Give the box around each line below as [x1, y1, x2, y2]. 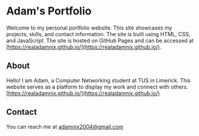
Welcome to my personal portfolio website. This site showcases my [6, 24, 173, 31]
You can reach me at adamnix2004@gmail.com [6, 123, 124, 130]
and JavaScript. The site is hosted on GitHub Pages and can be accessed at [6, 37, 194, 44]
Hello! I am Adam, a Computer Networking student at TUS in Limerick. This [6, 76, 191, 84]
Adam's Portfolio [6, 4, 92, 18]
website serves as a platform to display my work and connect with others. [6, 83, 189, 90]
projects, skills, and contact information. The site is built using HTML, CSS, [6, 30, 191, 37]
